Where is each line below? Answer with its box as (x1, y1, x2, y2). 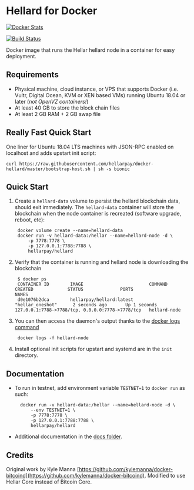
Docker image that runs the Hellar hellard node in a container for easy (6, 46, 175, 54)
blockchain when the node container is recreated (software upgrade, (14, 210, 182, 217)
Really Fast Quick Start (6, 128, 92, 138)
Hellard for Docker (6, 4, 98, 18)
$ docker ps (17, 276, 47, 282)
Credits (6, 450, 34, 460)
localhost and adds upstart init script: (6, 149, 96, 157)
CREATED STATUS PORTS (14, 287, 133, 293)
